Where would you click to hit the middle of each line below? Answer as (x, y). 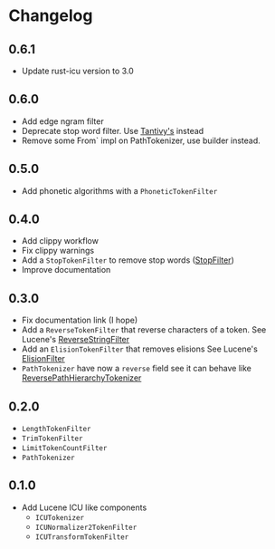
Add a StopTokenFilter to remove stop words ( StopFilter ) (128, 260)
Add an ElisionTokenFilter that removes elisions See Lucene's (140, 349)
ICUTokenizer (60, 517)
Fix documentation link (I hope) (80, 320)
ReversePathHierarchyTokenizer (81, 378)
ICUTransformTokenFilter (82, 537)
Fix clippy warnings (58, 251)
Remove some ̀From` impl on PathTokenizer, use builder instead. (141, 140)
